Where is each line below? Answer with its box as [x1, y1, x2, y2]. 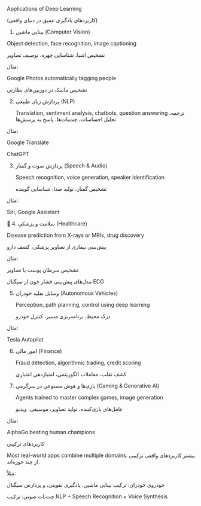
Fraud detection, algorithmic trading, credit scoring [15, 359, 141, 366]
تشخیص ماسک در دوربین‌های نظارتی [7, 86, 87, 93]
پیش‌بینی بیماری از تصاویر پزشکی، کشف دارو [7, 243, 106, 250]
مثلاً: [7, 470, 17, 477]
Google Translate [7, 139, 50, 146]
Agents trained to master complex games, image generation [15, 394, 163, 401]
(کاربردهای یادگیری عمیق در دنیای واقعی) [7, 17, 98, 23]
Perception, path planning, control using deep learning [15, 301, 150, 308]
